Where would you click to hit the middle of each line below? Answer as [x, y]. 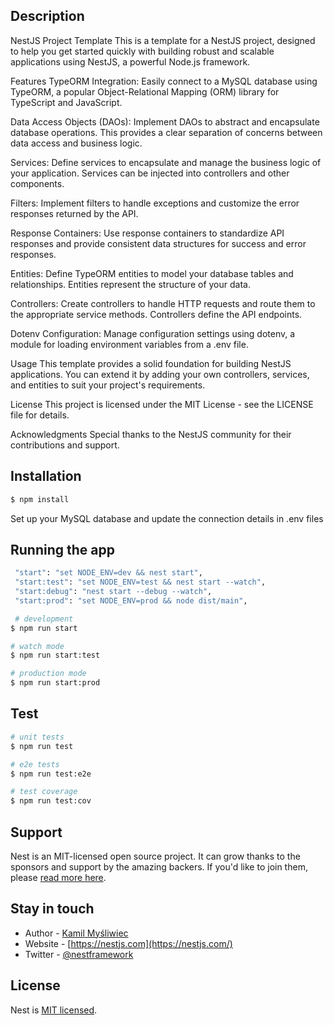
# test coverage [44, 792]
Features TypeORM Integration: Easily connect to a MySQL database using [164, 81]
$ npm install [40, 499]
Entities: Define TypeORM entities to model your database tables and [152, 273]
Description [47, 16]
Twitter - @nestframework [79, 954]
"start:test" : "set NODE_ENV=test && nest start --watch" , [140, 582]
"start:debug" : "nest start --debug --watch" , [113, 592]
